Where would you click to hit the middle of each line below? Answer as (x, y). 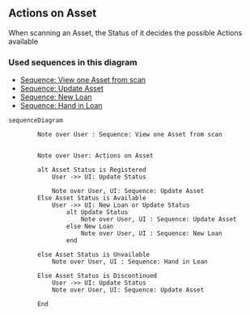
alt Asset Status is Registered (92, 170)
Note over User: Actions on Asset (95, 156)
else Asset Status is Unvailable (94, 255)
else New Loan (90, 227)
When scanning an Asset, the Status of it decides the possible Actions (125, 32)
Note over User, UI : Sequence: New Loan (151, 233)
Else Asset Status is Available (92, 198)
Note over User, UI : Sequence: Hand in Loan (129, 262)
